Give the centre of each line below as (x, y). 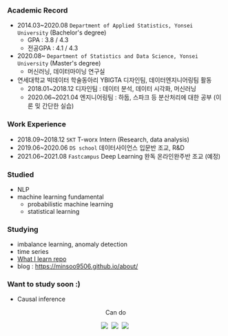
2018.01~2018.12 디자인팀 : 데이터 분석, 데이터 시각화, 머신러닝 (112, 89)
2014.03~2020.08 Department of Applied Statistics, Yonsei (105, 26)
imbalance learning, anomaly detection (72, 244)
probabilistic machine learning (70, 204)
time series (33, 252)
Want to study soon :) (44, 284)
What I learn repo (42, 259)
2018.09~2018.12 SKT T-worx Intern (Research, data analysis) (103, 139)
